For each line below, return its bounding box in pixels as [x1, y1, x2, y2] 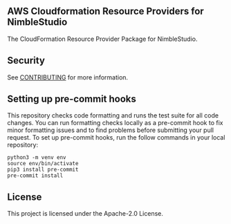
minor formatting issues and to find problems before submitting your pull [7, 126, 214, 134]
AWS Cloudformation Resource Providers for [7, 6, 204, 17]
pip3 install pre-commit [7, 166, 79, 174]
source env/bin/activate [7, 160, 79, 167]
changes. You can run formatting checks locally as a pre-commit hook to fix [7, 119, 223, 127]
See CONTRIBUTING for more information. [7, 73, 129, 82]
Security [7, 55, 45, 66]
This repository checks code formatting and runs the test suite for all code [7, 111, 219, 120]
